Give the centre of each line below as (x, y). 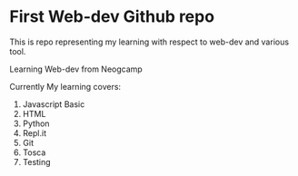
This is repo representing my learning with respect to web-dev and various (149, 42)
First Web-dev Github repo (112, 17)
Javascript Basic (54, 104)
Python (36, 123)
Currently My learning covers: (65, 86)
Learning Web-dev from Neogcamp (76, 69)
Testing (37, 161)
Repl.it (35, 132)
